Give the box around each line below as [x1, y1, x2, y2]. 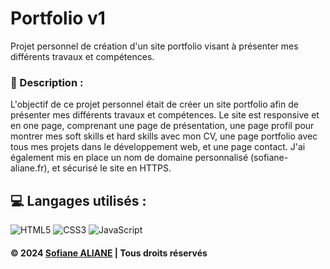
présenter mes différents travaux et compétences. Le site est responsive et [10, 109, 320, 121]
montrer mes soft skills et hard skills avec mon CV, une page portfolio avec [10, 130, 318, 142]
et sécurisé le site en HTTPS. [51, 162, 172, 174]
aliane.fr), [10, 162, 50, 174]
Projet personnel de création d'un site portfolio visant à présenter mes [10, 40, 299, 52]
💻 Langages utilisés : [10, 192, 147, 209]
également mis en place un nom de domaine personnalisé [10, 152, 249, 164]
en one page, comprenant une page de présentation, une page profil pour [10, 120, 315, 132]
